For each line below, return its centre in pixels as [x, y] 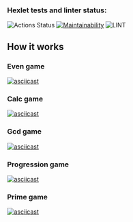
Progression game [38, 164]
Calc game [25, 99]
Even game [26, 66]
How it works [35, 47]
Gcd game [25, 132]
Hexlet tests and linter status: [57, 10]
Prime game [27, 197]
